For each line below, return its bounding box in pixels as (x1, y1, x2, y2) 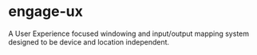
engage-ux (8, 2, 84, 21)
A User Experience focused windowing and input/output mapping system (8, 29, 250, 38)
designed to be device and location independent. (8, 37, 170, 46)
